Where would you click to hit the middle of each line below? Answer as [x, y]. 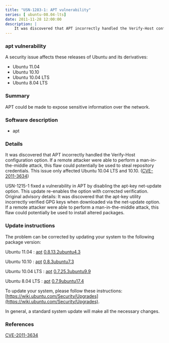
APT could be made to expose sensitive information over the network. [77, 107]
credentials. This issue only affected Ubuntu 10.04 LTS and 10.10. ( [74, 171]
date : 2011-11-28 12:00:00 [33, 19]
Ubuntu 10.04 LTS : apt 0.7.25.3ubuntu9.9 [48, 271]
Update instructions [30, 226]
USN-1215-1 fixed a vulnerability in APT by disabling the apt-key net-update [83, 186]
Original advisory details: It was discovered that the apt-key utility [73, 197]
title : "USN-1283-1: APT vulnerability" [48, 10]
